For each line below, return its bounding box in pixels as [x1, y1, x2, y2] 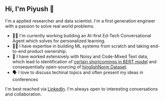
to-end [12, 48, 27, 54]
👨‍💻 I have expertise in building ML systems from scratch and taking [12, 43, 149, 49]
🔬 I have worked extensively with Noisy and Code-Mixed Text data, [12, 53, 149, 59]
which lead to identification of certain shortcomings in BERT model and [12, 58, 157, 64]
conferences [12, 76, 38, 82]
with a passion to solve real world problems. [5, 23, 95, 29]
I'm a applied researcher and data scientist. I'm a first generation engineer [5, 18, 156, 24]
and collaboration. [5, 91, 42, 97]
